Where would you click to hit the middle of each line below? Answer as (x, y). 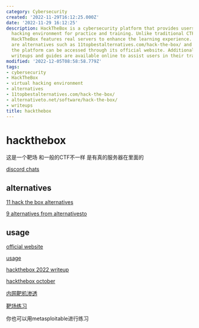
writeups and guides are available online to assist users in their (98, 56)
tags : (13, 67)
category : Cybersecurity (37, 12)
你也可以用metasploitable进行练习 (47, 319)
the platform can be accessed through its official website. (89, 50)
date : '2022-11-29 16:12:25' (42, 23)
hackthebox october (31, 281)
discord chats (23, 169)
